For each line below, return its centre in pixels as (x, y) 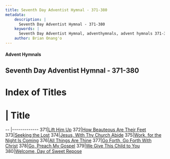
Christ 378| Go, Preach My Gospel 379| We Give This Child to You (73, 146)
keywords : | (27, 29)
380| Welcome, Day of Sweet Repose (44, 151)
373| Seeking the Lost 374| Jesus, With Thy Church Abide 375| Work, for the (83, 135)
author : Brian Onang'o (38, 39)
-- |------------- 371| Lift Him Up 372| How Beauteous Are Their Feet (76, 130)
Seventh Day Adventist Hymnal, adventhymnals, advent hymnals (86, 34)
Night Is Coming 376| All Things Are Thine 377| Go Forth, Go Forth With (78, 140)
